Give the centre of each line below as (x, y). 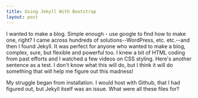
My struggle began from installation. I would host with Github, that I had (93, 82)
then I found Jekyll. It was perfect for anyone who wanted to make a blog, (96, 46)
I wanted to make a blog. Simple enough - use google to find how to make (96, 33)
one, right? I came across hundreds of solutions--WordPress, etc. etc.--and (98, 40)
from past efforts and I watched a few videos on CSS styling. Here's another (99, 59)
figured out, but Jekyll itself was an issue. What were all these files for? (93, 89)
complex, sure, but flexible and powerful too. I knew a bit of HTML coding (95, 52)
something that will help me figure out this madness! (70, 71)
